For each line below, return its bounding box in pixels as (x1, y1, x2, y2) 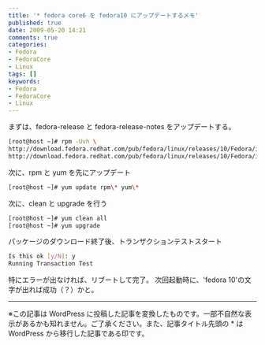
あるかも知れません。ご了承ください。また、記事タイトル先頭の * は (21, 319, 244, 328)
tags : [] (8, 70, 37, 78)
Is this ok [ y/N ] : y (8, 253, 77, 261)
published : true (8, 19, 62, 27)
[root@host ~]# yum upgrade (8, 221, 101, 229)
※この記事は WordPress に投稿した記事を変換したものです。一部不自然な (8, 309, 245, 319)
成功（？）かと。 (42, 285, 99, 295)
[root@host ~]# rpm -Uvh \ (8, 138, 97, 146)
